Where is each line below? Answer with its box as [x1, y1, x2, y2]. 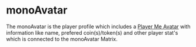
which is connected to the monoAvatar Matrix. [6, 35, 118, 42]
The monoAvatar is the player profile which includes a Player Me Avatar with [6, 23, 191, 30]
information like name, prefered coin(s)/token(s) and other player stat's [6, 29, 178, 36]
